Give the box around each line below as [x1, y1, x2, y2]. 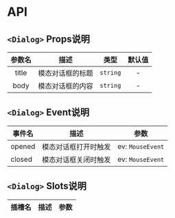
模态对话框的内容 [38, 82, 94, 90]
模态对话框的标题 [38, 69, 94, 77]
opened [10, 141, 36, 151]
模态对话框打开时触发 [42, 142, 111, 152]
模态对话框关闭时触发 [42, 155, 111, 165]
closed [10, 154, 33, 164]
